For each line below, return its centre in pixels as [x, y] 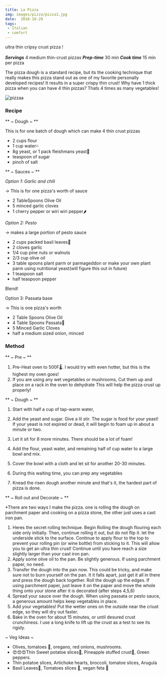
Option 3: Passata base [29, 298]
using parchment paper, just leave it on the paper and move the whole [84, 585]
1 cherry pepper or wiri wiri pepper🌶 [49, 211]
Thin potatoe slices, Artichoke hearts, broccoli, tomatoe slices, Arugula [84, 663]
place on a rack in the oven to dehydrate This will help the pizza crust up [86, 385]
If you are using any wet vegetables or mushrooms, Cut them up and [82, 379]
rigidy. [19, 627]
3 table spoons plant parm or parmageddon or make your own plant [82, 263]
